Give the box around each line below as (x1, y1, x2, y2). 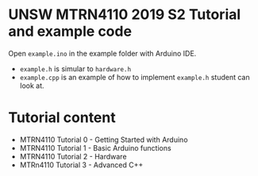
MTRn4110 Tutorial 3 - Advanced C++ (19, 160, 144, 170)
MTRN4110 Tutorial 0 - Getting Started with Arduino (19, 135, 188, 144)
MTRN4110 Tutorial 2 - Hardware (19, 151, 127, 161)
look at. (19, 81, 45, 90)
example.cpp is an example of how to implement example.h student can (19, 72, 250, 82)
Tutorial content (8, 109, 117, 127)
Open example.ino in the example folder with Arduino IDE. (8, 48, 197, 58)
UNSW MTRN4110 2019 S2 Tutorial (8, 6, 241, 24)
